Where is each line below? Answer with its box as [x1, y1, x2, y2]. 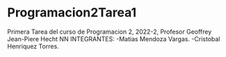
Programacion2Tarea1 [7, 5, 137, 21]
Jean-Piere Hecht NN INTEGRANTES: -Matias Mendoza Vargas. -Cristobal [7, 34, 220, 43]
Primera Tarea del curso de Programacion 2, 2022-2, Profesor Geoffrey [7, 27, 212, 36]
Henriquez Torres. [7, 42, 59, 50]
